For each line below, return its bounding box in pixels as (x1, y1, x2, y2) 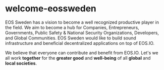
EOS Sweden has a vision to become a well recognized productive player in (5, 19, 160, 25)
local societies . (5, 60, 37, 66)
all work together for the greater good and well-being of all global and (5, 55, 151, 61)
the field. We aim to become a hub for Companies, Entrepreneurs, (5, 24, 140, 30)
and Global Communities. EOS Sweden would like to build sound (5, 35, 136, 41)
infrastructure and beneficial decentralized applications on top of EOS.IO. (5, 40, 155, 46)
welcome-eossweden (5, 3, 97, 14)
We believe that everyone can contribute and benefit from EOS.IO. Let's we (5, 50, 159, 56)
